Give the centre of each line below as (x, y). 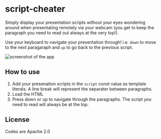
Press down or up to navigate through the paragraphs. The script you (82, 99)
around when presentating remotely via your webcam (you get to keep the (80, 27)
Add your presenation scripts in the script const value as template (79, 84)
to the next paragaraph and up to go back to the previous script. (69, 47)
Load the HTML (28, 94)
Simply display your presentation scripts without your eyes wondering (75, 22)
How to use (22, 72)
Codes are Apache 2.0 (28, 131)
